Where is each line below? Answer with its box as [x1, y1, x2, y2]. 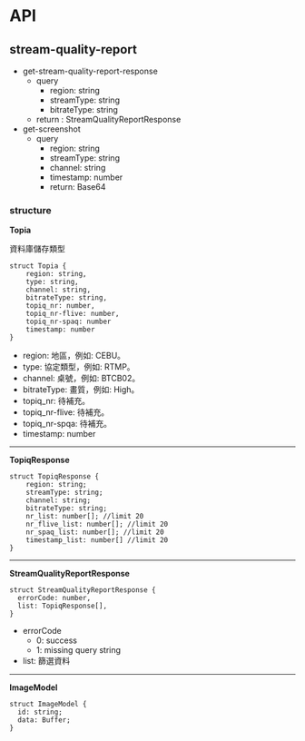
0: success [35, 635, 78, 646]
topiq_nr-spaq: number [25, 317, 112, 327]
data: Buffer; [17, 716, 71, 725]
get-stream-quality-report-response [22, 65, 159, 76]
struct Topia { [9, 262, 67, 271]
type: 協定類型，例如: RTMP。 [22, 361, 135, 372]
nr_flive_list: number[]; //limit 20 [25, 519, 169, 529]
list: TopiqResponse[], [17, 601, 107, 611]
